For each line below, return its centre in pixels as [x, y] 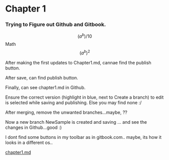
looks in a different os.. [29, 142]
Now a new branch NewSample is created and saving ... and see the [76, 122]
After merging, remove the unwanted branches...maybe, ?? [66, 112]
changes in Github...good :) [34, 127]
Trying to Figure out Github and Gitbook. [56, 25]
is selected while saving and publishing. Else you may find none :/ [74, 102]
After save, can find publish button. [42, 77]
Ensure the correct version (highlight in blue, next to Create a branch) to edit [84, 97]
